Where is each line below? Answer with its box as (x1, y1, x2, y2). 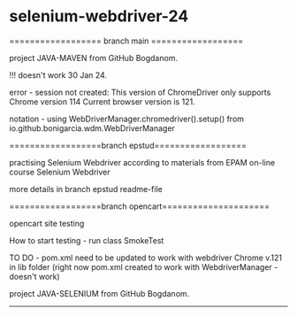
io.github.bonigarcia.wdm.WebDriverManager (9, 122, 175, 134)
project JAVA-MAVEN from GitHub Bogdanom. (9, 52, 179, 63)
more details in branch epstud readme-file (9, 183, 164, 194)
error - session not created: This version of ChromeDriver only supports (9, 87, 271, 97)
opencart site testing (9, 218, 85, 228)
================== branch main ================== (9, 35, 244, 46)
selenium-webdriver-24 (9, 6, 189, 27)
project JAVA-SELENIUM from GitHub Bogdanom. (9, 288, 190, 298)
